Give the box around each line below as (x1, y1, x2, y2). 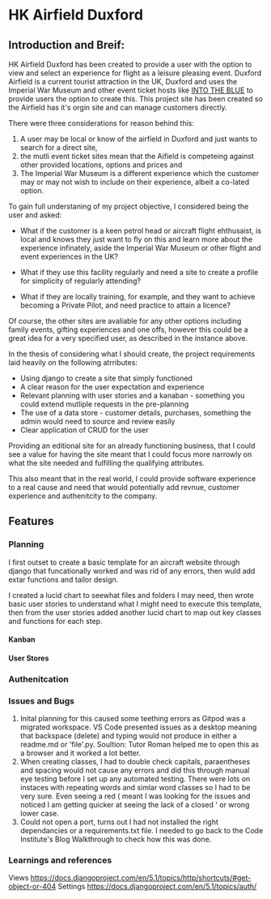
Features (8, 514, 54, 528)
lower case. (19, 809, 59, 819)
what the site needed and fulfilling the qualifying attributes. (8, 458, 205, 467)
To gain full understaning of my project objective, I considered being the (8, 201, 249, 211)
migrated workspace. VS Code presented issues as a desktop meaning (19, 722, 257, 732)
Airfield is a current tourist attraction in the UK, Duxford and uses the (8, 77, 238, 86)
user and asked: (8, 210, 62, 220)
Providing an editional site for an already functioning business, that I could (8, 441, 256, 450)
